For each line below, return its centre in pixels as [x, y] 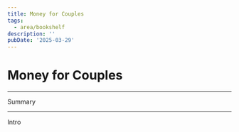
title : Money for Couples [46, 14]
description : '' [31, 34]
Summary [22, 102]
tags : [15, 21]
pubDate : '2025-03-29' [41, 40]
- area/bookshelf [39, 27]
